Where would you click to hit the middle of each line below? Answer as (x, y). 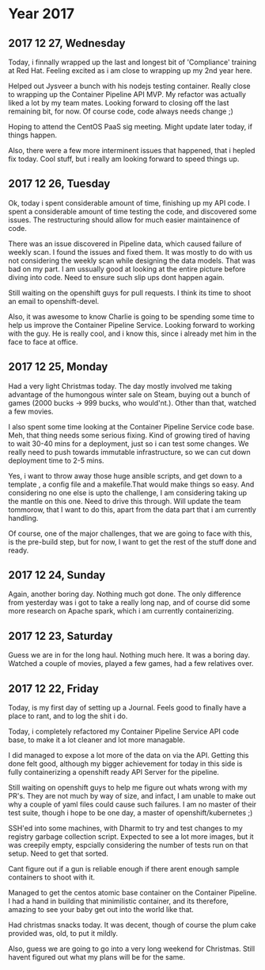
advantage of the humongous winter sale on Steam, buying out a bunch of (129, 395)
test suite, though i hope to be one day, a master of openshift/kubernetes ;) (131, 813)
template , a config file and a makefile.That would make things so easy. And (131, 484)
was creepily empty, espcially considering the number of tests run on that (128, 845)
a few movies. (31, 411)
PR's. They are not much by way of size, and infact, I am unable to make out (132, 796)
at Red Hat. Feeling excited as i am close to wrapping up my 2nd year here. (131, 71)
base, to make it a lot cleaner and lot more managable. (97, 740)
